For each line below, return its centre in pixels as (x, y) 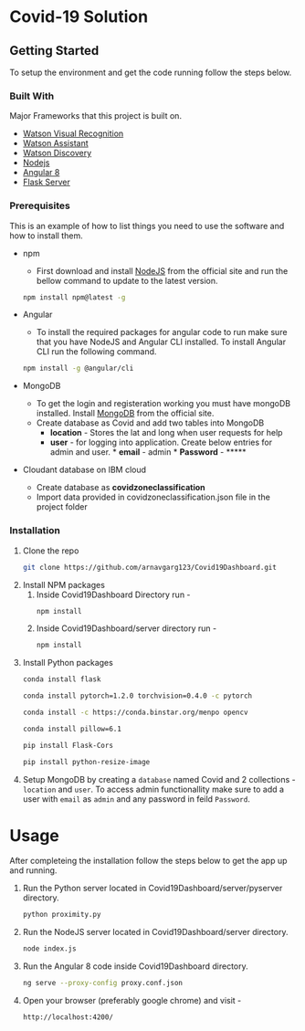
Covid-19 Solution (79, 17)
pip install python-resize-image (86, 762)
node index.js (49, 949)
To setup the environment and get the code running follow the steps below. (151, 72)
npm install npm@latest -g (74, 297)
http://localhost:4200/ (68, 1017)
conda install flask (62, 679)
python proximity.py (62, 915)
